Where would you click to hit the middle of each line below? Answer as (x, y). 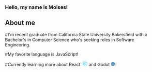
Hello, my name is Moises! (37, 7)
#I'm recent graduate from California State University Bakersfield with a (76, 34)
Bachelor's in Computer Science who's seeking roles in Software (70, 40)
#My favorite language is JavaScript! (42, 54)
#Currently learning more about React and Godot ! (61, 65)
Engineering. (18, 44)
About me (20, 23)
